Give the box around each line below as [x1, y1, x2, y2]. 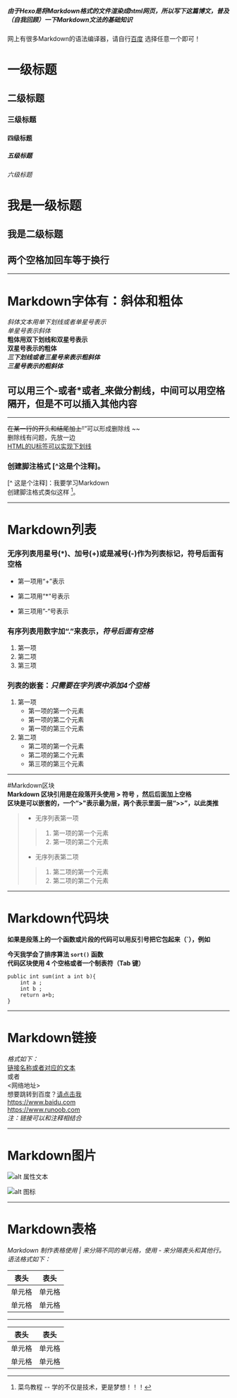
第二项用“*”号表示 [17, 591, 71, 600]
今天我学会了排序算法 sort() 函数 [7, 950, 104, 959]
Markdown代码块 [7, 910, 109, 927]
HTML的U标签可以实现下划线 [7, 442, 92, 451]
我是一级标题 [7, 198, 83, 214]
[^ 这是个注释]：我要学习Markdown [7, 478, 109, 487]
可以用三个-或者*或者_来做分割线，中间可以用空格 [7, 385, 226, 397]
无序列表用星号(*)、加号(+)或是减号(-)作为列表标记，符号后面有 [7, 549, 224, 559]
